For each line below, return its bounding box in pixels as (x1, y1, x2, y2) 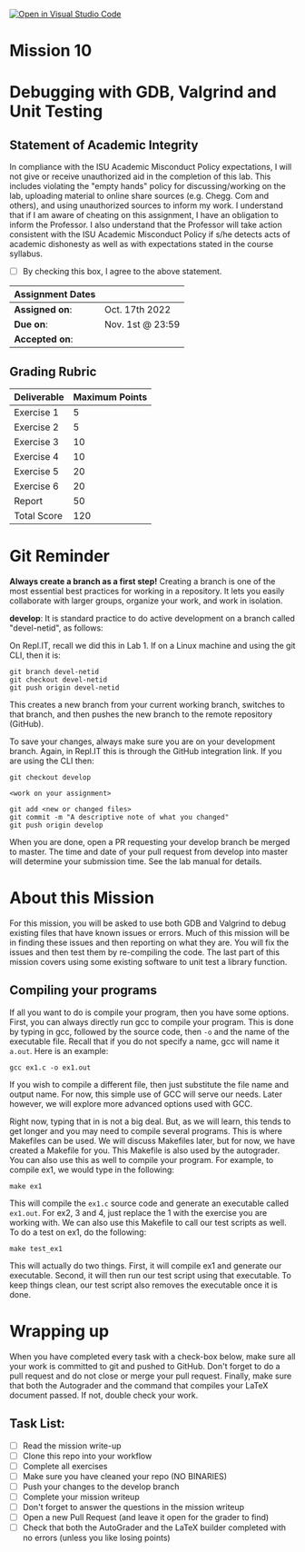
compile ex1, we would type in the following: (9, 1164, 175, 1175)
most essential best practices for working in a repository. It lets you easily (9, 586, 285, 596)
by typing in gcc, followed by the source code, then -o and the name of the (9, 1026, 290, 1037)
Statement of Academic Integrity (9, 137, 199, 153)
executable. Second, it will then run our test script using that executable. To (9, 1269, 292, 1280)
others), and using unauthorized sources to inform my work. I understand (9, 200, 284, 211)
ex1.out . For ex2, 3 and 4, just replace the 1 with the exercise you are (9, 1207, 268, 1218)
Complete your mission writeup (22, 1491, 140, 1502)
